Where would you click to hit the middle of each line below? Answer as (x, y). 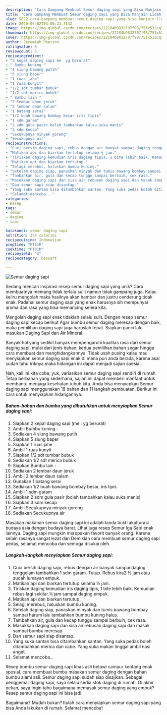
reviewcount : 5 (21, 51)
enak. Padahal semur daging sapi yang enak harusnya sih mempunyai (77, 302)
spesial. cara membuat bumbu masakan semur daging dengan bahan (76, 672)
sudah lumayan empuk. (37, 578)
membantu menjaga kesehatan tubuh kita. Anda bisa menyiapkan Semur (80, 384)
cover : (12, 38)
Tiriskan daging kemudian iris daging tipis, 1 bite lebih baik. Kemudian (84, 589)
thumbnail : (17, 33)
